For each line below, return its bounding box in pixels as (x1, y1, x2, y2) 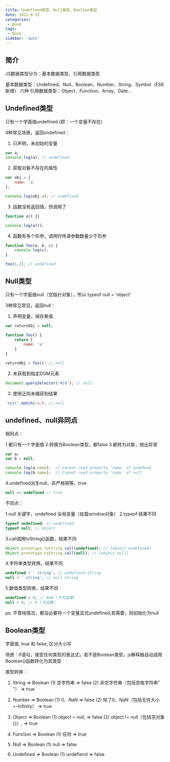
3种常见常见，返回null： (5, 302, 56, 308)
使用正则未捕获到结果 (12, 390, 58, 396)
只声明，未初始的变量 (12, 140, 58, 146)
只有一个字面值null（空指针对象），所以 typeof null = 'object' (5, 291, 131, 297)
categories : (5, 17, 31, 22)
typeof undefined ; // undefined (5, 521, 74, 526)
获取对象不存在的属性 (12, 165, 58, 171)
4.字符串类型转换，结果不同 (5, 560, 63, 566)
